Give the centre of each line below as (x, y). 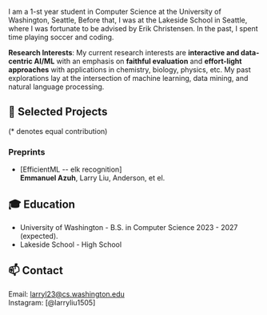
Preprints (27, 151)
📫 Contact (36, 271)
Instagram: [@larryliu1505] (52, 302)
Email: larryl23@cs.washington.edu (67, 294)
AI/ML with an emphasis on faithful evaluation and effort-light (138, 61)
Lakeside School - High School (71, 244)
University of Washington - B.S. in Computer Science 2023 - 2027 (129, 227)
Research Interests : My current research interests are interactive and (124, 52)
